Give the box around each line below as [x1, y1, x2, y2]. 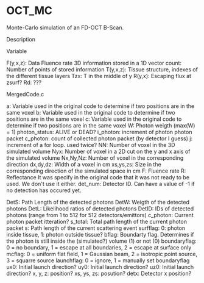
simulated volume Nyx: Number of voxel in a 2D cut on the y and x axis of [6, 148, 191, 155]
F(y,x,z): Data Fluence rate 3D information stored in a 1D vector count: [6, 59, 181, 66]
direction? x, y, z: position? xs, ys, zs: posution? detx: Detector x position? [6, 270, 192, 277]
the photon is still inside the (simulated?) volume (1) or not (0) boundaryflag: [6, 237, 197, 245]
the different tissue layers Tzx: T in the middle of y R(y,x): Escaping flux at [6, 72, 192, 79]
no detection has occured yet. [6, 187, 82, 194]
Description [6, 35, 35, 43]
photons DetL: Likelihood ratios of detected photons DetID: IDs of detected [6, 205, 194, 212]
